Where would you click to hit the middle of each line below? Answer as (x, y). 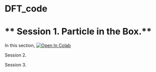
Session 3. (16, 65)
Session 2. (16, 55)
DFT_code (26, 9)
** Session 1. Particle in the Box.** (78, 32)
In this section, (20, 45)
